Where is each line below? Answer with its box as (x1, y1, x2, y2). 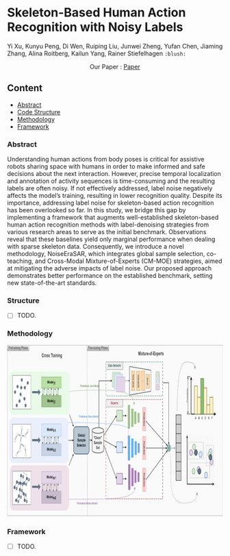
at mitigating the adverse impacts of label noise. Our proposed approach (7, 264, 212, 273)
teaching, (7, 257, 34, 265)
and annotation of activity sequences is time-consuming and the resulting (7, 177, 216, 186)
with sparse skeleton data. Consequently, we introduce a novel (7, 242, 185, 251)
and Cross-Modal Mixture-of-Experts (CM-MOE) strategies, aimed (35, 257, 222, 265)
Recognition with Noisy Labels (7, 19, 183, 35)
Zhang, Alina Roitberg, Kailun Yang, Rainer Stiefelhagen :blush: (7, 49, 187, 58)
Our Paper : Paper (90, 62, 140, 71)
